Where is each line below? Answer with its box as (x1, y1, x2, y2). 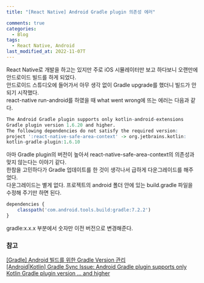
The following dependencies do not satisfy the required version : (6, 128, 178, 134)
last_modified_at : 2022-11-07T (6, 48, 86, 55)
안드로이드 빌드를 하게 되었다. (6, 73, 77, 81)
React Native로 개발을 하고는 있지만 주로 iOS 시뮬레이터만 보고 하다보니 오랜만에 (6, 65, 198, 73)
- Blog (12, 31, 29, 37)
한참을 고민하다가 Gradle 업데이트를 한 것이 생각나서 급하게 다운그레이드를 (6, 166, 183, 174)
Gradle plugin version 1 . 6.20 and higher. (6, 122, 116, 128)
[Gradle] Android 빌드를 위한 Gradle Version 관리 (6, 256, 126, 263)
